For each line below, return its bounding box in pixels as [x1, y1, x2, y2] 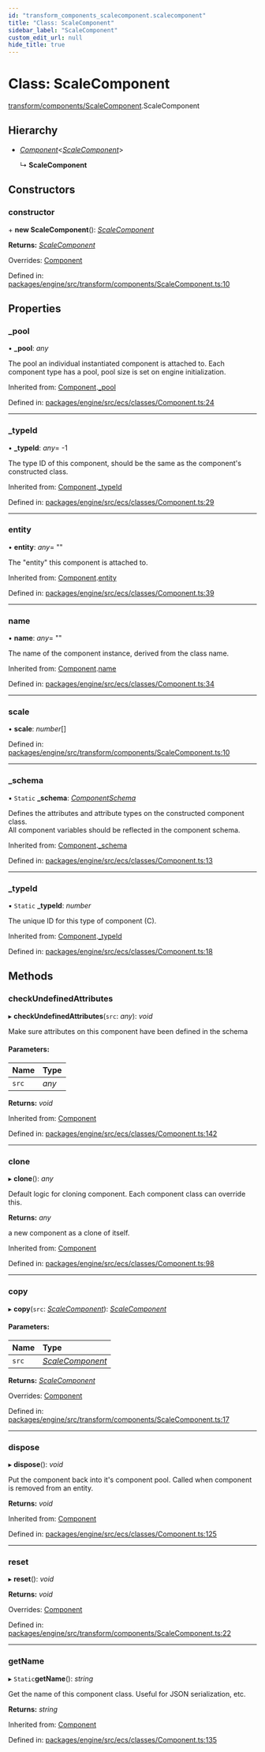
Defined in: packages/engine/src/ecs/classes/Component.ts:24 [8, 398, 215, 408]
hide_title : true [8, 41, 65, 49]
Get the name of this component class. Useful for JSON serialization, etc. [8, 1689, 246, 1698]
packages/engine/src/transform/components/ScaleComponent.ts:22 [8, 1629, 231, 1638]
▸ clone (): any [8, 1174, 54, 1183]
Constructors [8, 183, 76, 197]
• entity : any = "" [8, 542, 63, 551]
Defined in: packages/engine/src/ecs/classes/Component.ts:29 [8, 497, 215, 506]
